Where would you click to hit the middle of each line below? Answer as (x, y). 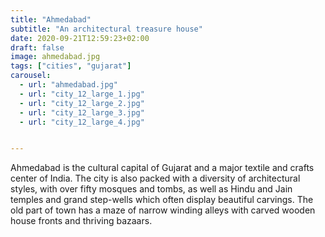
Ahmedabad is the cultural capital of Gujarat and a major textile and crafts (162, 168)
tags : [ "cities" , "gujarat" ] (71, 66)
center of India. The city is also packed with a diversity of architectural (155, 178)
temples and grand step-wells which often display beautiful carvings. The (162, 200)
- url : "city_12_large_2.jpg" (82, 103)
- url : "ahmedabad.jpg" (68, 85)
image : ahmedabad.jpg (55, 57)
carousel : (31, 76)
